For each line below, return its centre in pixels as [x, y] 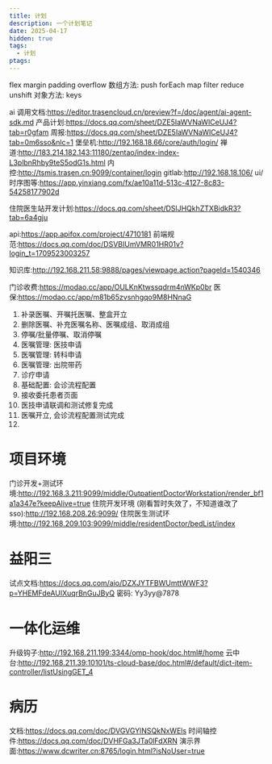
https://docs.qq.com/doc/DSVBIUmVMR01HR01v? [101, 244]
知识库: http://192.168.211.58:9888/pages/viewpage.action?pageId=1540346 [135, 269]
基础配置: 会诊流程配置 [58, 385]
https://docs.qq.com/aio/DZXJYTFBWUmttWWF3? [124, 582]
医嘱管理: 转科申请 [51, 354]
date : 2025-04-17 [38, 31]
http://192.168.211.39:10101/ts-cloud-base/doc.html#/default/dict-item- [135, 662]
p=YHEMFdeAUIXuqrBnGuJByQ [62, 593]
